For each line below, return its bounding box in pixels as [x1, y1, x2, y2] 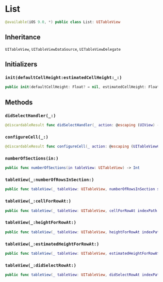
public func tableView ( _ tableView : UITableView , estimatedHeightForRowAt [5, 251, 160, 256]
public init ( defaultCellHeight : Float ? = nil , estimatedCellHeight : [5, 84, 147, 90]
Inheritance [5, 33, 41, 41]
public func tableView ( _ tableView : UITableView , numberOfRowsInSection [5, 187, 155, 192]
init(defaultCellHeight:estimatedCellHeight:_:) [5, 75, 122, 80]
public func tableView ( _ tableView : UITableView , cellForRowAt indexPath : [5, 208, 160, 213]
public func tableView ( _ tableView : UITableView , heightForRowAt [5, 229, 140, 235]
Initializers [5, 60, 38, 69]
